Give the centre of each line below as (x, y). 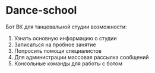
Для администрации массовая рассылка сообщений (81, 57)
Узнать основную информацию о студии (65, 38)
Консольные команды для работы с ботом (68, 64)
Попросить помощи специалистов (58, 50)
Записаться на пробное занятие (55, 45)
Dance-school (41, 10)
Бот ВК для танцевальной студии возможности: (66, 27)
